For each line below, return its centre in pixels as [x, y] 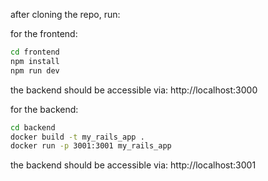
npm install [35, 61]
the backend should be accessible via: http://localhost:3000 [134, 90]
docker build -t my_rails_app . [77, 137]
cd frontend [35, 52]
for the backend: [44, 109]
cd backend [33, 127]
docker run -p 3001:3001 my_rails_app [91, 146]
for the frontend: [44, 33]
